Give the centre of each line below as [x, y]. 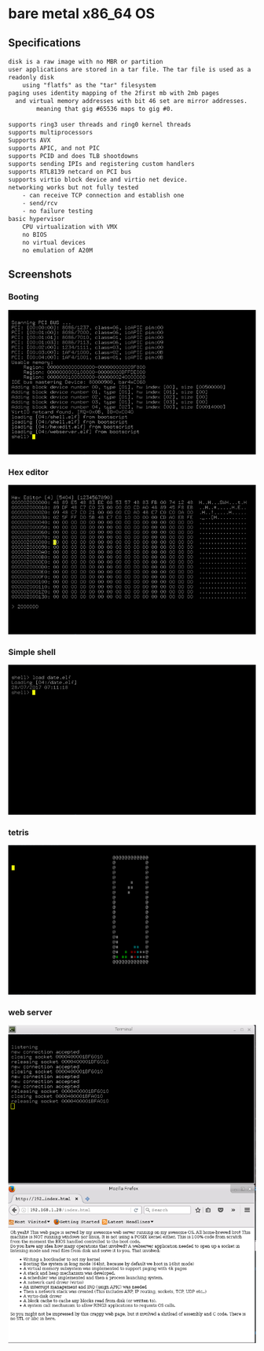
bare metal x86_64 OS [82, 14]
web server [30, 1012]
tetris [18, 832]
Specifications [44, 43]
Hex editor [29, 472]
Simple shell [32, 652]
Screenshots [40, 275]
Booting [24, 297]
